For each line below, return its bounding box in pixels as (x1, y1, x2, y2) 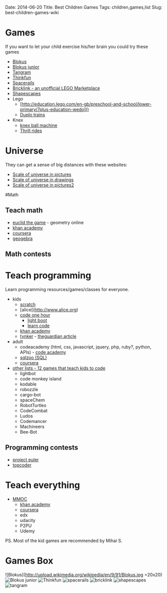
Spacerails (12, 79, 34, 85)
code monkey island (19, 376, 61, 382)
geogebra (12, 235, 33, 241)
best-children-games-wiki (5, 9, 59, 15)
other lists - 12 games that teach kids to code (12, 365, 106, 371)
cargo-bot (19, 392, 41, 398)
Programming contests (5, 443, 78, 452)
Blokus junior (12, 63, 40, 69)
